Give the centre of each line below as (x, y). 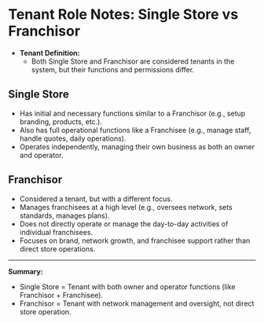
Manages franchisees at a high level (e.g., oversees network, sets (126, 207)
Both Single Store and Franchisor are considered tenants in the (133, 61)
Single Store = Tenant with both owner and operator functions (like (127, 286)
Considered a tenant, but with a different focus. (96, 199)
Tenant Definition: (49, 53)
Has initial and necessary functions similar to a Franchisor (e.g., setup (132, 113)
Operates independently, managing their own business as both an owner (137, 146)
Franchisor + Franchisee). (61, 295)
